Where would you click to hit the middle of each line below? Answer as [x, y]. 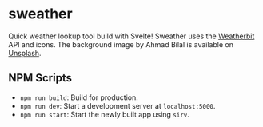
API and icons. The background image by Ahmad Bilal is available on [121, 44]
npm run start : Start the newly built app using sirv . [105, 114]
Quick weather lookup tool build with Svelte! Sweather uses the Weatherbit [131, 36]
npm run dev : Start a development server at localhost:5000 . [118, 105]
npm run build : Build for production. [79, 97]
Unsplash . [25, 53]
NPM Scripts [40, 78]
